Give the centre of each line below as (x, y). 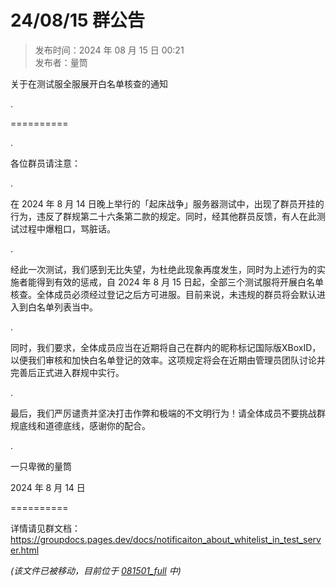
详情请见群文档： (45, 528)
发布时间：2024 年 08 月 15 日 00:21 (109, 50)
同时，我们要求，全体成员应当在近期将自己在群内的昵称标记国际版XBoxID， (166, 347)
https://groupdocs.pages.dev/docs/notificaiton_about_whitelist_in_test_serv (166, 539)
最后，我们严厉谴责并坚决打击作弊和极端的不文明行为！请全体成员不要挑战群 (168, 413)
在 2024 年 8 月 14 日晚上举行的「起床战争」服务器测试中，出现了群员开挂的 (167, 203)
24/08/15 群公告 (78, 20)
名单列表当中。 (67, 307)
